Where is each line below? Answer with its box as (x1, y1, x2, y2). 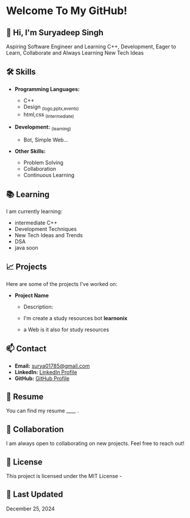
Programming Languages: (14, 85, 80, 92)
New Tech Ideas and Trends (14, 232, 84, 239)
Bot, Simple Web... (23, 136, 69, 143)
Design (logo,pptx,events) (23, 103, 79, 112)
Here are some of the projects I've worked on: (6, 280, 118, 287)
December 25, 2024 (6, 505, 55, 512)
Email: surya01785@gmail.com (14, 362, 90, 369)
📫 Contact (6, 344, 47, 354)
